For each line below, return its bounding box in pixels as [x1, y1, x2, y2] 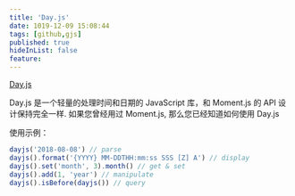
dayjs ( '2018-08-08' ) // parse [9, 145, 122, 154]
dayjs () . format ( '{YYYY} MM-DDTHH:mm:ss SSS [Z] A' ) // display [9, 153, 250, 162]
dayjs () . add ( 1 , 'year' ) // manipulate [9, 170, 154, 179]
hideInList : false [9, 46, 78, 55]
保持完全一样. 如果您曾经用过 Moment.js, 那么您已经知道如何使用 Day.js [16, 109, 280, 118]
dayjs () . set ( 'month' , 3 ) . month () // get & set [9, 161, 186, 170]
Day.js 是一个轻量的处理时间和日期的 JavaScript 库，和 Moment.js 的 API [9, 97, 277, 108]
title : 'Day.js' [9, 12, 70, 22]
